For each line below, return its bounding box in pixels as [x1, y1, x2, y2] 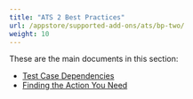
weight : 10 [9, 29, 50, 38]
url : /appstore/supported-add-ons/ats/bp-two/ [9, 21, 185, 30]
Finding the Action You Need [21, 80, 128, 91]
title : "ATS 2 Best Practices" [9, 12, 125, 22]
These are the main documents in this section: [9, 54, 179, 65]
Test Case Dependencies [21, 71, 115, 81]
